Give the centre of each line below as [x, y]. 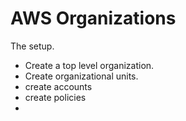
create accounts [58, 86]
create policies [55, 97]
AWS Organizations [93, 18]
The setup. [32, 46]
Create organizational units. [81, 76]
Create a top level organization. [89, 65]
